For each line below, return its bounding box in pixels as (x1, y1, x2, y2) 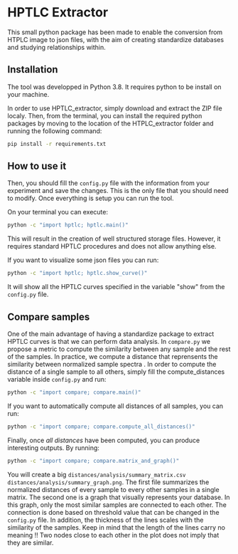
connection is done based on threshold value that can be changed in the (7, 508, 220, 516)
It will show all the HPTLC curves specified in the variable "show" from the (7, 283, 225, 291)
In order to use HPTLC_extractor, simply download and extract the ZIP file (7, 104, 222, 113)
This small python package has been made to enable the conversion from (7, 28, 223, 36)
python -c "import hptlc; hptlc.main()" (7, 221, 129, 229)
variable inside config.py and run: (7, 375, 107, 383)
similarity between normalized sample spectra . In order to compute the (7, 360, 217, 368)
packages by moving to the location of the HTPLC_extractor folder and (7, 119, 214, 127)
